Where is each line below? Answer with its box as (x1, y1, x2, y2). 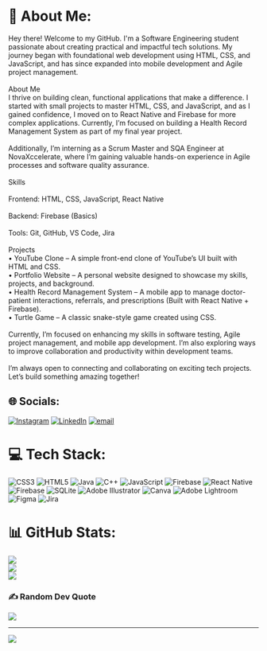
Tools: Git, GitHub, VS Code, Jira (8, 228, 115, 237)
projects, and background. (8, 279, 95, 288)
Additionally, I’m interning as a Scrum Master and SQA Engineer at (8, 143, 225, 153)
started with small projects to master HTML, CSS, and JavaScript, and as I (8, 101, 250, 111)
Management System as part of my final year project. (8, 127, 183, 136)
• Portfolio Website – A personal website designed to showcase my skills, (8, 270, 249, 279)
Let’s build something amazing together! (8, 372, 140, 381)
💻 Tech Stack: (8, 445, 106, 463)
